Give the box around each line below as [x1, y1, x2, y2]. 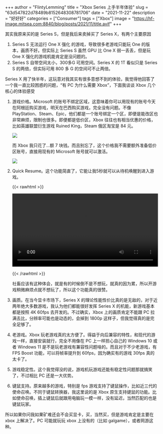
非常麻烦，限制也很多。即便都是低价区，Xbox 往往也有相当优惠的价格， [12, 117, 156, 123]
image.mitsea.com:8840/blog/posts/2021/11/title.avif [5, 21, 110, 27]
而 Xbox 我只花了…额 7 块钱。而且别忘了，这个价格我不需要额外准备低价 [12, 143, 157, 148]
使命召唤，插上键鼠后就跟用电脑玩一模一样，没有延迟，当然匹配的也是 [16, 395, 157, 401]
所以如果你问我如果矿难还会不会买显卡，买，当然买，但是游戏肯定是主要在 [5, 412, 154, 417]
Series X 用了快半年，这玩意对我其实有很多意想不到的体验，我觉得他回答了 [5, 76, 155, 82]
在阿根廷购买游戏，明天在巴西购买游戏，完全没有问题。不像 [12, 105, 131, 111]
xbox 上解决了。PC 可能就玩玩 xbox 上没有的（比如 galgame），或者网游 [5, 418, 149, 424]
